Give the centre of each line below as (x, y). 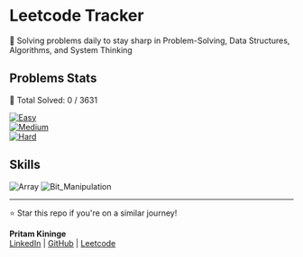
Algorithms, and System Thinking (71, 49)
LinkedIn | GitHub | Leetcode (63, 243)
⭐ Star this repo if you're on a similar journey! (93, 213)
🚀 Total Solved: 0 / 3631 (53, 100)
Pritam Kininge (38, 234)
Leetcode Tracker (77, 16)
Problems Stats (53, 79)
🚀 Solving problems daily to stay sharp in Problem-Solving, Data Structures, (150, 40)
